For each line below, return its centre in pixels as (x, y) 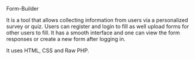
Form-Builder (22, 9)
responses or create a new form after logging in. (66, 39)
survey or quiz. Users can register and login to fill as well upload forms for (97, 26)
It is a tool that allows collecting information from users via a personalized (97, 20)
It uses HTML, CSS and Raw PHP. (48, 50)
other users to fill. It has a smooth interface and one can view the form (93, 33)
